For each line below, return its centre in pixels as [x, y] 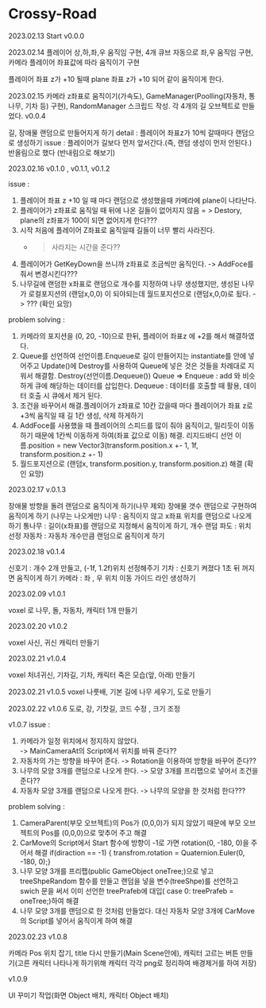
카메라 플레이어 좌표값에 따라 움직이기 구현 [74, 62]
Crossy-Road [53, 14]
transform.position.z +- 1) [61, 454]
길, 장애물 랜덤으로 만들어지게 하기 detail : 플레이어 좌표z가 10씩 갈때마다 [121, 133]
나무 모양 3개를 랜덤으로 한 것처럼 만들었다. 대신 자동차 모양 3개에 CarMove [137, 910]
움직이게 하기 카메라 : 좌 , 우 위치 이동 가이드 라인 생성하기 [106, 578]
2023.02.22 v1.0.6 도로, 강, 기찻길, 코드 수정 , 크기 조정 [94, 708]
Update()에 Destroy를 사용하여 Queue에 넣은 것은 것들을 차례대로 [143, 366]
